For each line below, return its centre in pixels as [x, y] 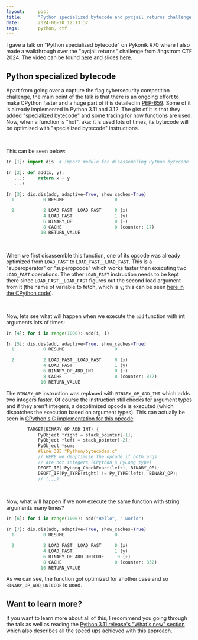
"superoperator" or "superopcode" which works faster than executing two [96, 268]
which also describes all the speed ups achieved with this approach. [89, 631]
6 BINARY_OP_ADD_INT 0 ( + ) [86, 371]
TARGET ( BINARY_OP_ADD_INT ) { [63, 429]
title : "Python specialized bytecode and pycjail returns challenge [99, 17]
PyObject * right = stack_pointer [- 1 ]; [85, 435]
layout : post [27, 12]
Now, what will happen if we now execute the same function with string [93, 501]
